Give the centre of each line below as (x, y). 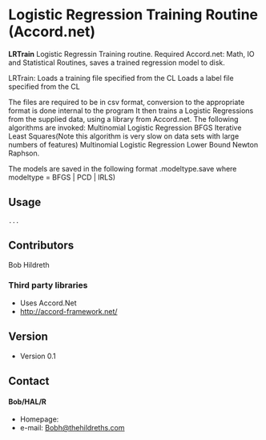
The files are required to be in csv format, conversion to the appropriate (127, 102)
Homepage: (39, 419)
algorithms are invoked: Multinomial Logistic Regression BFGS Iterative (125, 127)
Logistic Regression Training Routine (133, 15)
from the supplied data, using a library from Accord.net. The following (123, 119)
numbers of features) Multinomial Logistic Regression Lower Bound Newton (133, 144)
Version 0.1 (38, 356)
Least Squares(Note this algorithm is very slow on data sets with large (124, 136)
